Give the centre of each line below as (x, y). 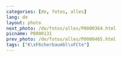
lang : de (17, 17)
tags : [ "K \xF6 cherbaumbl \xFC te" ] (48, 45)
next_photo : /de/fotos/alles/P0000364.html (61, 28)
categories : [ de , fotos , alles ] (46, 12)
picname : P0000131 (29, 34)
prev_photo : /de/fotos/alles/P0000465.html (61, 39)
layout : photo (24, 23)
